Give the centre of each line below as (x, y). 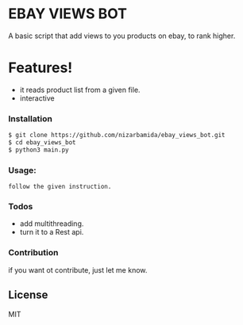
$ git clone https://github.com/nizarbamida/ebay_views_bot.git (117, 136)
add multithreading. (52, 224)
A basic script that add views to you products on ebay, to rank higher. (122, 36)
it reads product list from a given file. (80, 90)
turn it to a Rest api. (52, 232)
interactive (37, 98)
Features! (40, 68)
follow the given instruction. (60, 187)
